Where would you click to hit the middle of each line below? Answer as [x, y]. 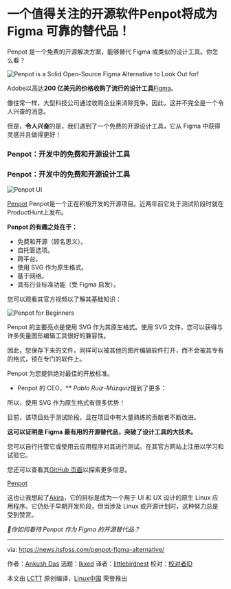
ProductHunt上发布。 [37, 212]
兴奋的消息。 [31, 111]
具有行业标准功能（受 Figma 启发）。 [68, 285]
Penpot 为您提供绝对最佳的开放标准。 [60, 374]
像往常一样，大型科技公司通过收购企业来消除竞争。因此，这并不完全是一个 [112, 102]
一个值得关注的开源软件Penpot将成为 [112, 14]
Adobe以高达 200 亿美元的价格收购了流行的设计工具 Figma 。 [92, 88]
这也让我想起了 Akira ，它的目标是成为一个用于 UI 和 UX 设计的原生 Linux [109, 498]
